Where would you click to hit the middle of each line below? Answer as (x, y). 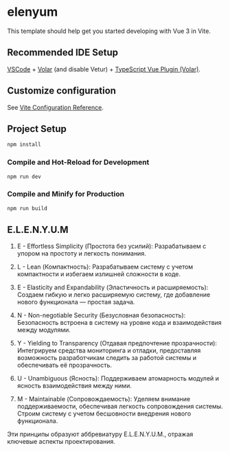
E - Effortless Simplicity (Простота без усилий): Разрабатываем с (112, 246)
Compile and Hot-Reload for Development (78, 162)
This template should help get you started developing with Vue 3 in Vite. (109, 31)
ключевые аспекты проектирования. (61, 442)
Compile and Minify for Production (66, 194)
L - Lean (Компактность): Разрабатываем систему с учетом (105, 267)
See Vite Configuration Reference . (56, 107)
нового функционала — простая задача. (76, 302)
